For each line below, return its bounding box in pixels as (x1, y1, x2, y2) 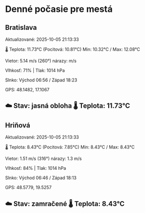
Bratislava (5, 23, 37, 32)
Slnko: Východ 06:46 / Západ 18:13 (5, 175, 77, 181)
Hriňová (5, 121, 31, 130)
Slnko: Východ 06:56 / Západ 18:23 (5, 77, 77, 83)
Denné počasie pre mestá (5, 3, 113, 15)
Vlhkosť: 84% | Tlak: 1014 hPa (5, 165, 66, 171)
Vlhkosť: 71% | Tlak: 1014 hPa (5, 68, 65, 73)
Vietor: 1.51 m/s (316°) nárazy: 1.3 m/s (5, 155, 82, 162)
